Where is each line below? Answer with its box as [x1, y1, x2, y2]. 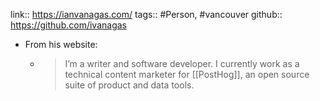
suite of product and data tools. [64, 79, 195, 91]
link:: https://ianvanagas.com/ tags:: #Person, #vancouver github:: [10, 9, 283, 20]
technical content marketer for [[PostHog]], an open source [64, 69, 310, 80]
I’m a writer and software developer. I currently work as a [64, 58, 300, 69]
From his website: [24, 39, 98, 50]
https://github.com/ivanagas [10, 19, 127, 31]
